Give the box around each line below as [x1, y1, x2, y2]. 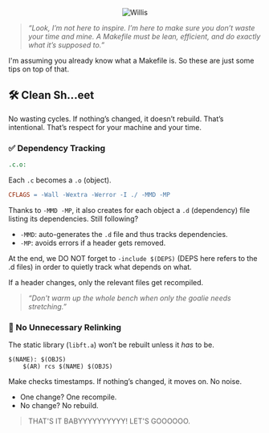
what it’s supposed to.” [27, 40, 105, 50]
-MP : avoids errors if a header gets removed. [19, 238, 166, 247]
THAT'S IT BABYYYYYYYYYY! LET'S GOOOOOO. [27, 416, 191, 426]
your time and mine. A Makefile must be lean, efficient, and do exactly [27, 32, 261, 41]
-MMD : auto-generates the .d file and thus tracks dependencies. [19, 229, 228, 239]
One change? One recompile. [19, 392, 117, 402]
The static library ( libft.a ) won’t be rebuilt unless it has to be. [8, 340, 214, 349]
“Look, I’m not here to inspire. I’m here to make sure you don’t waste [27, 23, 255, 32]
